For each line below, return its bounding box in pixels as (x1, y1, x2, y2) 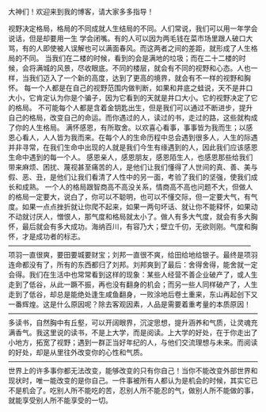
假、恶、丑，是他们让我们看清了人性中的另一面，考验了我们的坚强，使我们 (8, 173, 251, 181)
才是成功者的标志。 (21, 232, 85, 241)
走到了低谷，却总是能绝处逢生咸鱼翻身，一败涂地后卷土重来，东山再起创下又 (8, 290, 258, 299)
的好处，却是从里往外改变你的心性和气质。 (8, 348, 147, 357)
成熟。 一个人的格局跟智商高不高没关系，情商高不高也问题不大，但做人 (21, 182, 253, 192)
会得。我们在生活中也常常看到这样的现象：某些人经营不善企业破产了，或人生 (8, 270, 258, 279)
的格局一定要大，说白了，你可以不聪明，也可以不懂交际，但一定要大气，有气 (8, 193, 258, 201)
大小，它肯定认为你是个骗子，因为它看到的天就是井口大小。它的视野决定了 (8, 93, 251, 102)
